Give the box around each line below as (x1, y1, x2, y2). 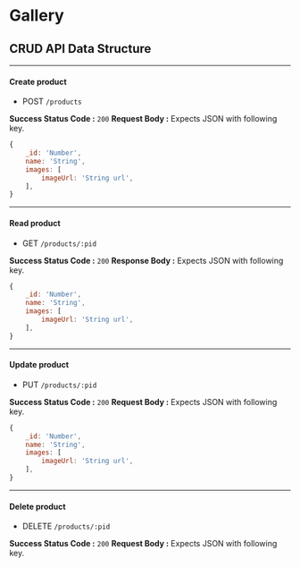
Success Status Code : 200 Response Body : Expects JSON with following (9, 255, 284, 266)
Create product (9, 76, 67, 87)
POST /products (21, 96, 82, 107)
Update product (9, 360, 70, 370)
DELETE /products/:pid (21, 520, 111, 532)
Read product (9, 217, 61, 228)
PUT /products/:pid (21, 379, 97, 390)
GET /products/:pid (21, 238, 96, 249)
